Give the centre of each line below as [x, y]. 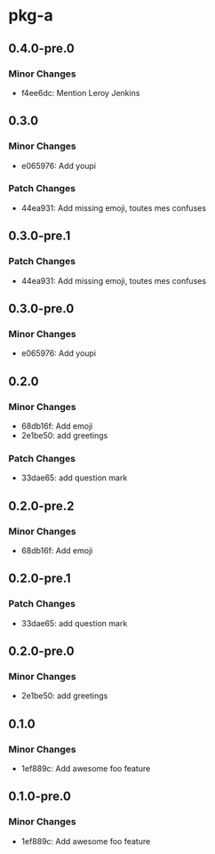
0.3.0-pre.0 [41, 308]
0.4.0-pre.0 [41, 48]
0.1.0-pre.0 [40, 797]
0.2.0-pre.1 [40, 579]
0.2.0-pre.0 [41, 651]
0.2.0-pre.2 [41, 506]
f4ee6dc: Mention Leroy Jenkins [80, 93]
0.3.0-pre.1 [40, 236]
